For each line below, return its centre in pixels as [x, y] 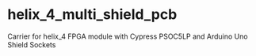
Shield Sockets [32, 44]
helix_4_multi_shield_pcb [92, 15]
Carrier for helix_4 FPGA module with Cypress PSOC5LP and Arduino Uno [128, 36]
